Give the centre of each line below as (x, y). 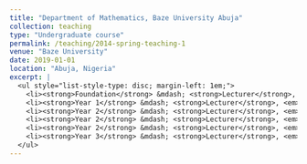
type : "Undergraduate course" (67, 35)
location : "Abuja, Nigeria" (63, 69)
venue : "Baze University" (58, 52)
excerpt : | (30, 77)
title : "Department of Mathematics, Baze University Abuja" (127, 18)
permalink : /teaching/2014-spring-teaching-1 (97, 43)
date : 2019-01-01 (42, 60)
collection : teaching (51, 26)
